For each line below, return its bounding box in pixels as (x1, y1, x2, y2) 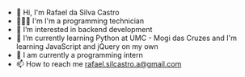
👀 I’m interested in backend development (15, 25, 153, 34)
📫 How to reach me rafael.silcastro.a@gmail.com (15, 59, 182, 68)
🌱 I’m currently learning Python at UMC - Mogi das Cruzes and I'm (15, 33, 237, 43)
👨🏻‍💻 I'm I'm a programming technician (15, 16, 144, 26)
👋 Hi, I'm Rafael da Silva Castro (15, 8, 120, 17)
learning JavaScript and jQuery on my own (15, 42, 159, 51)
